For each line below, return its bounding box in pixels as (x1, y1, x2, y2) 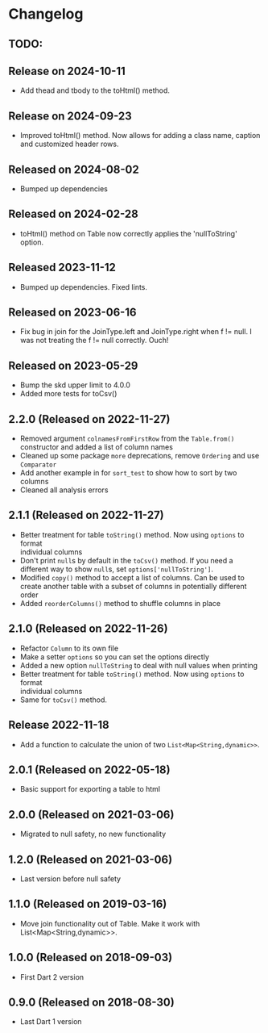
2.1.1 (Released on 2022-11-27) (8, 508, 165, 522)
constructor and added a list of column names (19, 442, 173, 452)
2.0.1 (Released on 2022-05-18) (8, 763, 171, 776)
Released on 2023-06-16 (8, 306, 137, 320)
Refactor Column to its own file (19, 643, 119, 653)
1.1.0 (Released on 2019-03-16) (8, 897, 167, 911)
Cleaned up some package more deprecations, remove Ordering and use (19, 451, 260, 461)
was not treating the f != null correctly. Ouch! (19, 336, 169, 345)
